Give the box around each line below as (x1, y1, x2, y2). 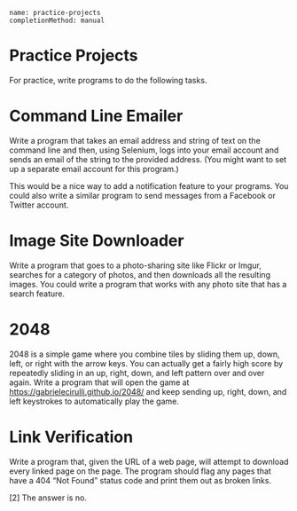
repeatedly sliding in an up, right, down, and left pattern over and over (9, 367, 265, 378)
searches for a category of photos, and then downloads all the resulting (9, 269, 271, 279)
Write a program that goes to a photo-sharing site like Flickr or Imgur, (9, 260, 262, 271)
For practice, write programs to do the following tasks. (9, 75, 207, 85)
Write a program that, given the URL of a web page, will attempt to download (9, 456, 289, 467)
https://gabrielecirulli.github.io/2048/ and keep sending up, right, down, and (9, 386, 287, 397)
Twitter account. (9, 200, 69, 210)
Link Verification (9, 427, 134, 447)
